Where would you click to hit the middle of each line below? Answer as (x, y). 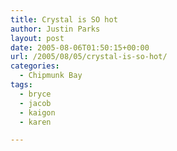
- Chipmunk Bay (51, 76)
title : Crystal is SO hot (64, 19)
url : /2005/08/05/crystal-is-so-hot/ (89, 57)
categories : (35, 66)
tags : (21, 85)
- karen (35, 122)
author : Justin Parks (55, 29)
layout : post (37, 38)
